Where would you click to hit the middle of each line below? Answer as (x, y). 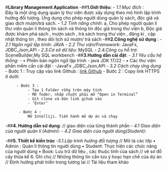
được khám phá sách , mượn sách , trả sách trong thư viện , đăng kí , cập (80, 34)
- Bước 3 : (28, 86)
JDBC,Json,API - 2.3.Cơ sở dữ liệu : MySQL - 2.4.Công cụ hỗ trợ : (71, 50)
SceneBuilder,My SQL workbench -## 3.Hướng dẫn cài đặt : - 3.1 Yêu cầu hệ (83, 55)
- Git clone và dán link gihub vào (64, 99)
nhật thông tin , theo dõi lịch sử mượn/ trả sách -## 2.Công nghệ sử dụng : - (83, 39)
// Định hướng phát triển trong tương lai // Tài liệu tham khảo (67, 162)
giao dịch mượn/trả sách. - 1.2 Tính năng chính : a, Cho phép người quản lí (81, 23)
